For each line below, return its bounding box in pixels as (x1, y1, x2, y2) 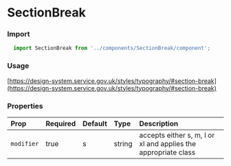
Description (139, 119, 179, 128)
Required (45, 119, 76, 128)
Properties (7, 101, 43, 110)
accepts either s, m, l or (139, 130, 215, 140)
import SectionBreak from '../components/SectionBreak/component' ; (13, 45, 211, 52)
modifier (10, 139, 39, 147)
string (113, 139, 133, 148)
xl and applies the (139, 139, 197, 148)
